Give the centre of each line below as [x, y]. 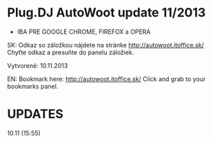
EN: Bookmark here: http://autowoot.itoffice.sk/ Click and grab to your [106, 79]
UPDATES [35, 114]
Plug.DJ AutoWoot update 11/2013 [106, 13]
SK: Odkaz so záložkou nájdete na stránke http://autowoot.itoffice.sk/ [106, 45]
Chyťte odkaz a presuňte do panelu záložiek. [71, 52]
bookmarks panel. [33, 86]
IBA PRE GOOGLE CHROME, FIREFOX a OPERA [84, 32]
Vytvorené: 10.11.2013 [38, 65]
